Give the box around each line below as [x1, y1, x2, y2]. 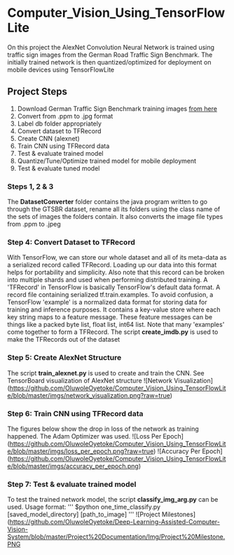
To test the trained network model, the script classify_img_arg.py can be [7, 495, 219, 504]
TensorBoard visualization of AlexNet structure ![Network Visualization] [7, 376, 214, 385]
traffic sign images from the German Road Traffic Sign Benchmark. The [7, 51, 213, 59]
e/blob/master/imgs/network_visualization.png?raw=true [7, 391, 170, 399]
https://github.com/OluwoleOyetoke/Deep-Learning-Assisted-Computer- [9, 518, 221, 526]
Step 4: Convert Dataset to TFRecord [7, 237, 135, 247]
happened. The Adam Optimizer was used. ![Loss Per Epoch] [7, 432, 184, 440]
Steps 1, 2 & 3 [7, 181, 54, 191]
